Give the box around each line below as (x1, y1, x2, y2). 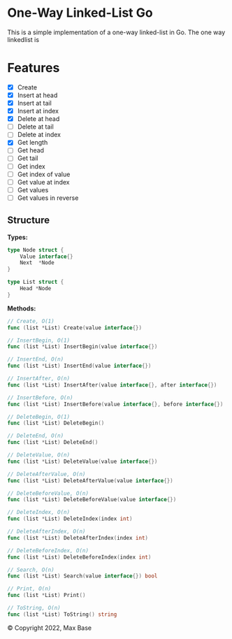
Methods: (7, 304, 36, 313)
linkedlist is (7, 35, 40, 43)
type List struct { (7, 278, 64, 286)
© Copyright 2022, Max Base (7, 624, 92, 632)
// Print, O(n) (7, 585, 52, 592)
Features (7, 60, 60, 76)
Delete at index (17, 131, 61, 139)
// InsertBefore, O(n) (7, 394, 73, 401)
